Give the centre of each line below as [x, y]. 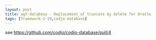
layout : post [19, 10]
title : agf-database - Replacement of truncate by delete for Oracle [78, 14]
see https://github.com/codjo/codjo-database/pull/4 [58, 33]
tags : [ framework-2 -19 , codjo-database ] [46, 19]
